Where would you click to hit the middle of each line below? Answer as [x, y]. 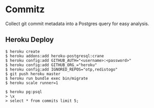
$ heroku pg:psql [24, 92]
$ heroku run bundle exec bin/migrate [47, 78]
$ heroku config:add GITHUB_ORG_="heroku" [51, 65]
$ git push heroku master [33, 74]
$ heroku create [23, 51]
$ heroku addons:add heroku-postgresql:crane [54, 56]
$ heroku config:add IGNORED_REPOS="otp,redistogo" [61, 69]
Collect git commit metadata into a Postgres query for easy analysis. [77, 24]
